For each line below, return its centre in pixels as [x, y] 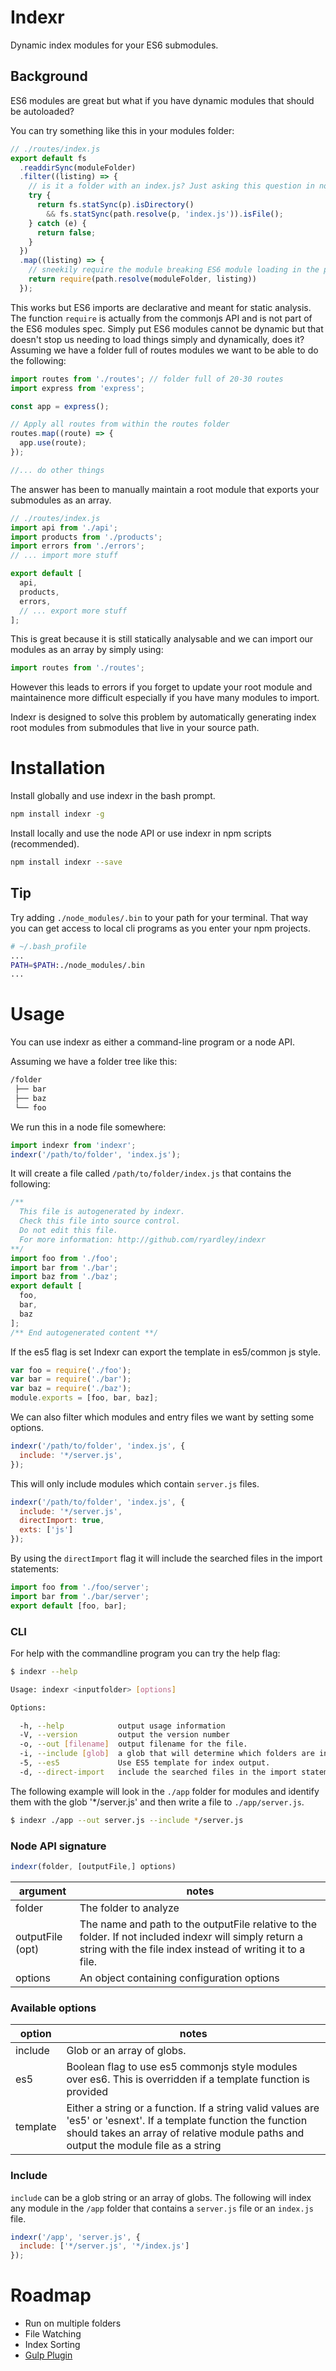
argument [42, 1891]
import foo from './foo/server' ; [80, 1587]
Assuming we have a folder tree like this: [94, 1062]
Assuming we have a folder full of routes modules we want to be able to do [164, 350]
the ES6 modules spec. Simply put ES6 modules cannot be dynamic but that [167, 328]
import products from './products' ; [86, 537]
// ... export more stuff [73, 611]
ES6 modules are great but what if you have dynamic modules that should [162, 100]
